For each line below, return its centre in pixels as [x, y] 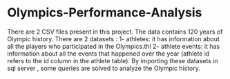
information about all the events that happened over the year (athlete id [108, 54]
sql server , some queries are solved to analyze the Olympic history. [104, 68]
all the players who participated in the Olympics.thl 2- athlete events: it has [113, 46]
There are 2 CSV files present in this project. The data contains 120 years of [115, 32]
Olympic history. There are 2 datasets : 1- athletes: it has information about [113, 38]
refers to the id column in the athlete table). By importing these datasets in [113, 60]
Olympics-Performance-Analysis [105, 13]
